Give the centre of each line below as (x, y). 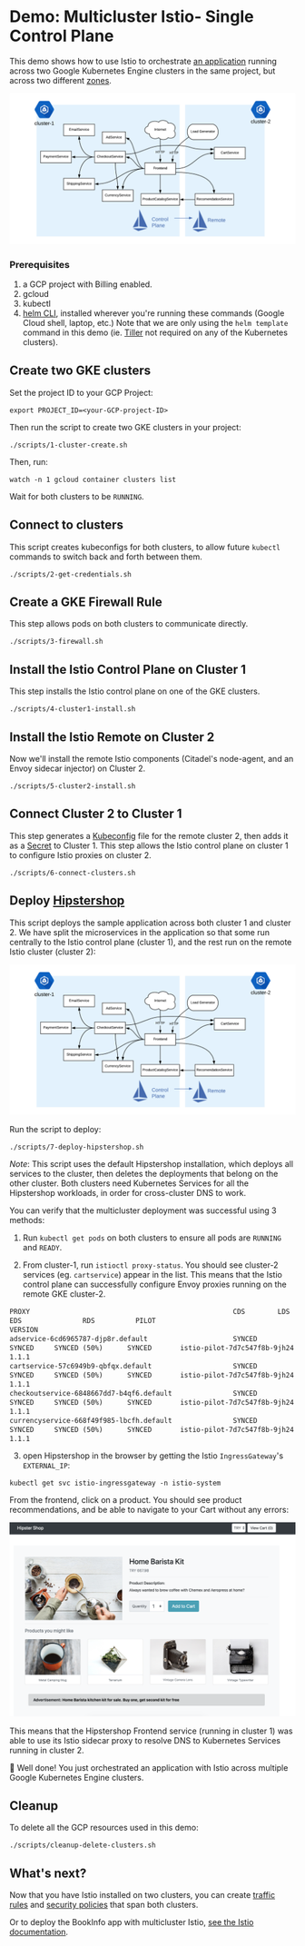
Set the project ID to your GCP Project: (81, 392)
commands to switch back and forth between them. (106, 557)
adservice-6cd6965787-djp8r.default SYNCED (133, 1339)
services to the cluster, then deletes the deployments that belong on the (144, 1174)
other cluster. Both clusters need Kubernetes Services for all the (129, 1183)
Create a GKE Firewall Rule (86, 603)
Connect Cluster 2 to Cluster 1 (96, 814)
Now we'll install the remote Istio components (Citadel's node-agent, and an (152, 759)
